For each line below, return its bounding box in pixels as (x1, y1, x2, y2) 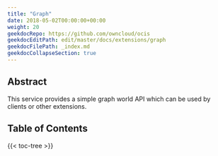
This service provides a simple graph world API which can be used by (7, 95, 211, 103)
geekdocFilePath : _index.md (7, 43, 91, 50)
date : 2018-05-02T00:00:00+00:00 (7, 17, 106, 24)
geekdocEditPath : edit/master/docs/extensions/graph (7, 37, 166, 44)
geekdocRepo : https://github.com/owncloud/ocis (7, 30, 151, 37)
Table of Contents (7, 123, 88, 135)
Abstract (7, 76, 47, 88)
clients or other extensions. (7, 102, 87, 110)
